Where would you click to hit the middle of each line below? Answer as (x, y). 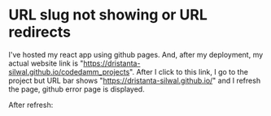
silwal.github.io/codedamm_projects (69, 71)
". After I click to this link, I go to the (188, 71)
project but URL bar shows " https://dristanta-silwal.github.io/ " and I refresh (135, 80)
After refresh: (31, 105)
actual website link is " (46, 63)
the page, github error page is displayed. (76, 89)
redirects (40, 32)
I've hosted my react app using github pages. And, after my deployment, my (136, 54)
